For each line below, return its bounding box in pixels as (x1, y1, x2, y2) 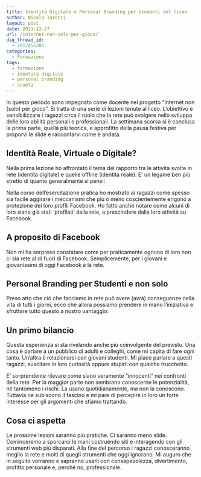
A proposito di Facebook (6, 232, 100, 243)
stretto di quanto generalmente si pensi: (6, 177, 106, 185)
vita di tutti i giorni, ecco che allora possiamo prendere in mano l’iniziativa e (6, 301, 194, 309)
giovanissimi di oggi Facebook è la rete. (6, 261, 104, 268)
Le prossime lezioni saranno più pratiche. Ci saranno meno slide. (6, 432, 167, 439)
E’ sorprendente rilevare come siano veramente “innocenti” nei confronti (6, 372, 187, 380)
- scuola (11, 82, 34, 88)
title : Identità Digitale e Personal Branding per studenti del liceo (6, 8, 188, 15)
